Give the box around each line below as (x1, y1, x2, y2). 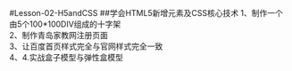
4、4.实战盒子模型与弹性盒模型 (9, 52, 123, 62)
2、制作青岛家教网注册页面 (9, 30, 109, 40)
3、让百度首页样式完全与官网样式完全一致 (9, 41, 163, 51)
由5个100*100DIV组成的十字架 (9, 19, 121, 29)
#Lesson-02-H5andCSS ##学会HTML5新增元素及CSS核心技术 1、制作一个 (9, 8, 284, 18)
